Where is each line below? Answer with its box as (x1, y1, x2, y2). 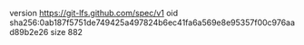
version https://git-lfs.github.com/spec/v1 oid (9, 8, 179, 18)
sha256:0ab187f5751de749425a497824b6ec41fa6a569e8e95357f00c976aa (9, 17, 296, 28)
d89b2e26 (9, 27, 49, 37)
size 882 (50, 27, 83, 37)
